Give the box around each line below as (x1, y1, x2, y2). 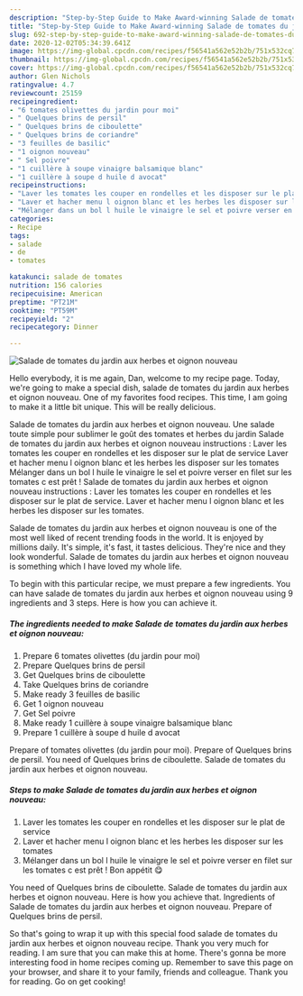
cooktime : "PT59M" (9, 306, 78, 315)
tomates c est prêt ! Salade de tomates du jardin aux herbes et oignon (9, 477, 269, 488)
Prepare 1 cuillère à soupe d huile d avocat (22, 727, 180, 738)
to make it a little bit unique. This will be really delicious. (9, 402, 216, 413)
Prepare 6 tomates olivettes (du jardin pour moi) (22, 651, 201, 662)
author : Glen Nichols (9, 72, 91, 81)
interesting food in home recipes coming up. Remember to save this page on (9, 957, 294, 968)
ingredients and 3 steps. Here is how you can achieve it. (9, 598, 218, 608)
